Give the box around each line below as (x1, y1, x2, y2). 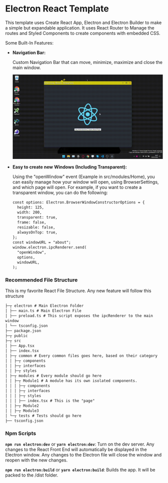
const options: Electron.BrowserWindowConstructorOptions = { (12, 199, 145, 205)
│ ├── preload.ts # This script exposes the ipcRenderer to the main (5, 313, 153, 318)
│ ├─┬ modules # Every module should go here (5, 373, 101, 378)
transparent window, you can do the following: (12, 189, 108, 195)
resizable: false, (17, 224, 55, 230)
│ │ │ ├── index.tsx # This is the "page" (5, 398, 95, 403)
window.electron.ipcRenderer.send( (12, 244, 87, 250)
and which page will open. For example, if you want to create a (12, 184, 142, 190)
